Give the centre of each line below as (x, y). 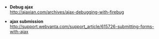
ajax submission (26, 21)
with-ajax (19, 32)
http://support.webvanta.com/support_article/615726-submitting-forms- (82, 26)
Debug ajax (21, 7)
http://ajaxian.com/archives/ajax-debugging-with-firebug (67, 12)
